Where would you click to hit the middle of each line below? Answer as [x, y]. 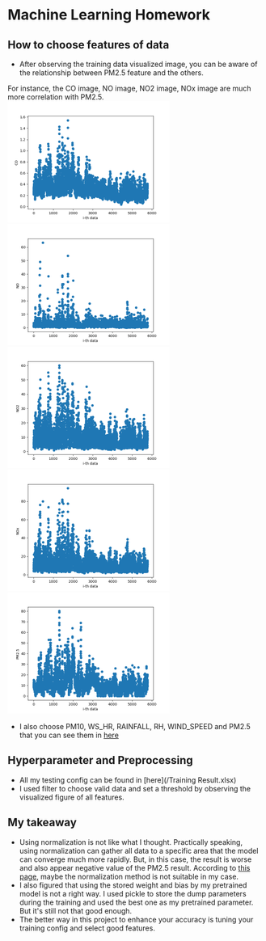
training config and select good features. [87, 928]
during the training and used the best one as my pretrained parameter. [136, 902]
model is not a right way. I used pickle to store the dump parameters [133, 893]
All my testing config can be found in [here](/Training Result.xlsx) [128, 780]
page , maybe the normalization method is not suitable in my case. [129, 876]
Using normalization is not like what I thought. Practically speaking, [131, 842]
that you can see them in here [69, 735]
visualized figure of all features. [72, 797]
